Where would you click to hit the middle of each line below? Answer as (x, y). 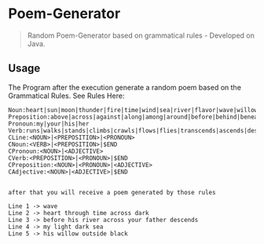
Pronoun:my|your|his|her (49, 124)
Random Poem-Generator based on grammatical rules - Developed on (141, 35)
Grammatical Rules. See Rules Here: (66, 96)
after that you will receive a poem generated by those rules (112, 192)
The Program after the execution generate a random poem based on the (125, 87)
